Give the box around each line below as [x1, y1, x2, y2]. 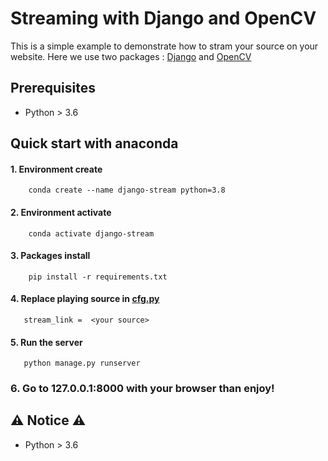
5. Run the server [10, 336, 83, 348]
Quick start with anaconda [10, 135, 179, 152]
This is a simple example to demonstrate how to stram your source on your [10, 40, 319, 52]
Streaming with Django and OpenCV [10, 7, 317, 30]
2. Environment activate [10, 206, 112, 218]
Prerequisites [10, 80, 96, 97]
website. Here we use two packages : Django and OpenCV [10, 50, 252, 62]
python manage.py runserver [23, 358, 141, 369]
